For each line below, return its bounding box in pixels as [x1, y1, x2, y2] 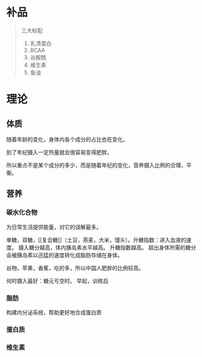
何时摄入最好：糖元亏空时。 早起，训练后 [6, 277, 109, 284]
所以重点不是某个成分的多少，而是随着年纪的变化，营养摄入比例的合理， [6, 161, 186, 169]
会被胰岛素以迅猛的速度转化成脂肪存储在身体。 [6, 251, 123, 259]
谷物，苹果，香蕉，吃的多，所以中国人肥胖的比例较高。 [6, 264, 144, 271]
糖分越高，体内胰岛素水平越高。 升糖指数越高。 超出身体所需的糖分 [28, 243, 197, 251]
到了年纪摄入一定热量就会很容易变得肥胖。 [6, 148, 112, 155]
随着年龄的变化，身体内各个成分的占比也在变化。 [6, 135, 128, 143]
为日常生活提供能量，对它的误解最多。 [6, 223, 102, 231]
